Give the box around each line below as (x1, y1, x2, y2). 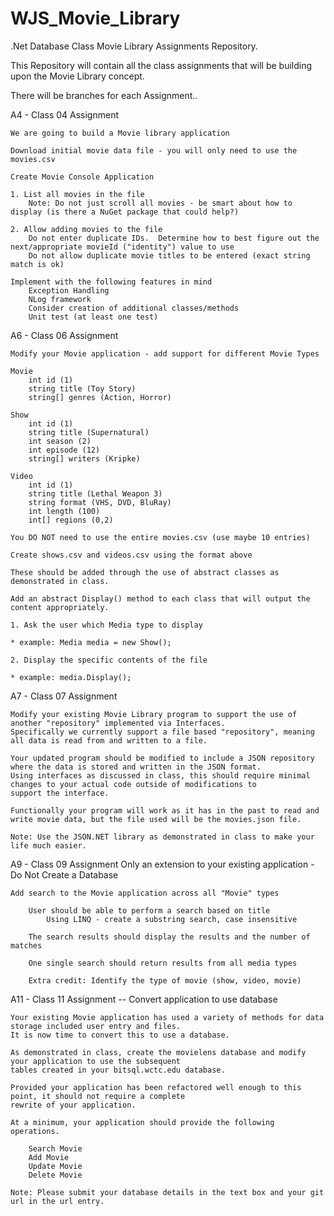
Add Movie (28, 1152, 70, 1162)
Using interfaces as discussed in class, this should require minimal (10, 770, 311, 781)
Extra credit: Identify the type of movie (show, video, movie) (28, 975, 302, 986)
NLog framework (28, 294, 92, 304)
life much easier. (10, 840, 87, 851)
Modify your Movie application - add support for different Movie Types (10, 348, 320, 359)
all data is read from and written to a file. (10, 735, 208, 746)
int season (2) (28, 436, 92, 446)
